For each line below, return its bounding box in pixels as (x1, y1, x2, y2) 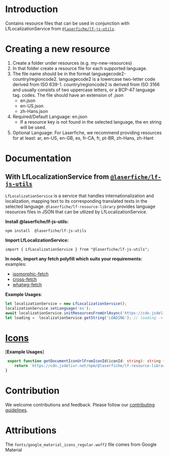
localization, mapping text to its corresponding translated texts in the (5, 198, 147, 204)
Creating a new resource (5, 43, 110, 55)
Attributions (5, 425, 57, 436)
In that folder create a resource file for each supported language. (12, 65, 147, 71)
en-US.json (20, 102, 44, 109)
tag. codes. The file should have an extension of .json (12, 92, 124, 98)
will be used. (20, 124, 47, 130)
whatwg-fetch (12, 281, 42, 288)
